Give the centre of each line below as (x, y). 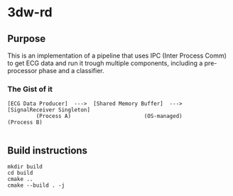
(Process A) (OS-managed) (109, 116)
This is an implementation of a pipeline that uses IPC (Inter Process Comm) (117, 55)
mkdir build (25, 167)
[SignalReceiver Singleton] (49, 110)
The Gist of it (30, 89)
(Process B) (25, 123)
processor (22, 71)
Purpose (27, 39)
